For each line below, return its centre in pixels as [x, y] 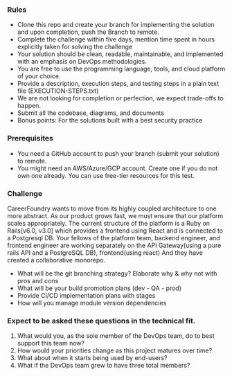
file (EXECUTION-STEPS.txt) [58, 91]
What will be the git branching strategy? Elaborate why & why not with [117, 273]
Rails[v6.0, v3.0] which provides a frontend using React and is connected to [115, 231]
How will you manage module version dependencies [92, 303]
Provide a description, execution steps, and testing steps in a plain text [118, 84]
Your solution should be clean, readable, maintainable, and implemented [120, 54]
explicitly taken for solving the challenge [75, 47]
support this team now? [51, 343]
